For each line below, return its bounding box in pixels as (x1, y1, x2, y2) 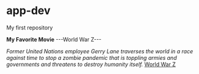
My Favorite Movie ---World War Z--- (6, 35, 102, 43)
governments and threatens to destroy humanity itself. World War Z (6, 61, 176, 68)
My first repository (6, 24, 53, 31)
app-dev (6, 4, 51, 18)
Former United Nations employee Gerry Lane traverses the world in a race (6, 47, 194, 55)
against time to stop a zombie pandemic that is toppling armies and (6, 54, 177, 61)
